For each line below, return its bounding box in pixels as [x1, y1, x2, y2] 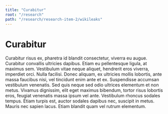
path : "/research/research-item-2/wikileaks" [5, 17, 102, 22]
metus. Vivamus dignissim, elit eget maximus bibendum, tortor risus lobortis [5, 87, 163, 93]
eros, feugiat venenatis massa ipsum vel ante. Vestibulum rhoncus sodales [5, 93, 160, 99]
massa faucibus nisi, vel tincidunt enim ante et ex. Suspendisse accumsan [5, 77, 159, 83]
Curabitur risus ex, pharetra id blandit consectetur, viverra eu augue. [5, 55, 148, 61]
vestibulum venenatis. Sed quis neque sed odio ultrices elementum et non [5, 82, 159, 88]
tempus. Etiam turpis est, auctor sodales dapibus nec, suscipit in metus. [5, 98, 155, 104]
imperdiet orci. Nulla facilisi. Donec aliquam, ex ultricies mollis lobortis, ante [5, 71, 162, 77]
